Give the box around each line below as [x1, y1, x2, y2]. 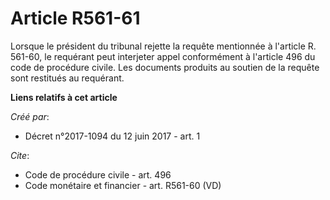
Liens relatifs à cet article [10, 91, 118, 103]
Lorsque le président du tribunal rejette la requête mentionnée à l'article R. [10, 40, 317, 52]
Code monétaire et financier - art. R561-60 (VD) [24, 179, 222, 191]
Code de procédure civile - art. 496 [24, 168, 172, 181]
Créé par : [10, 110, 50, 122]
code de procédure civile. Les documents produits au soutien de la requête [10, 61, 320, 73]
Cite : [10, 149, 30, 161]
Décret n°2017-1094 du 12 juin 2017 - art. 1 [24, 130, 201, 142]
